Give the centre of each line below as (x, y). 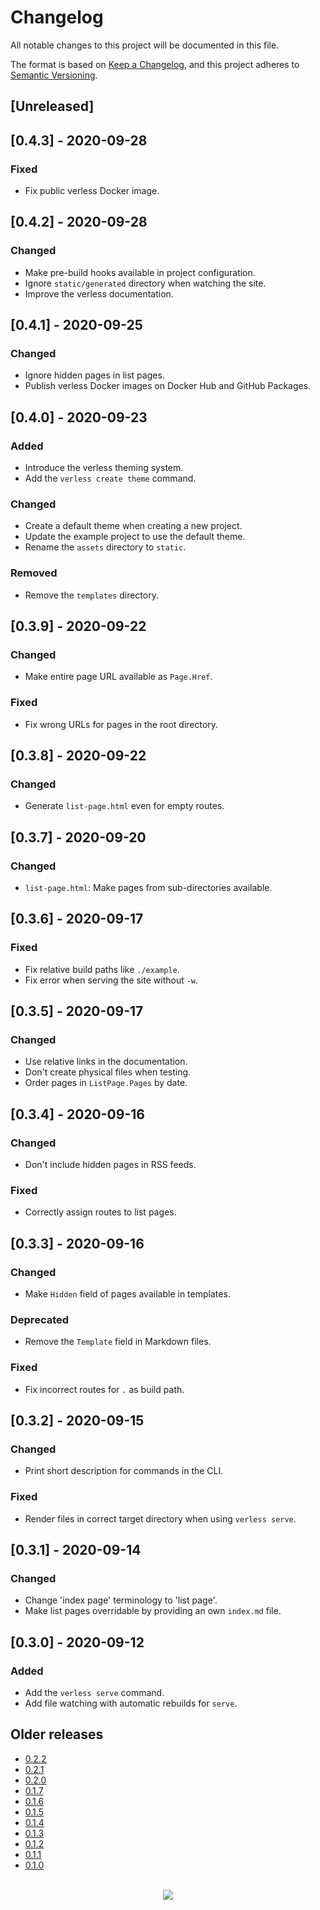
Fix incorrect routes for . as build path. (104, 1389)
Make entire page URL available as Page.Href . (118, 677)
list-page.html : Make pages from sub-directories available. (148, 888)
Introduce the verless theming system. (104, 468)
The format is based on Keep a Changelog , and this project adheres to (155, 64)
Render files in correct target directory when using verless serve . (160, 1518)
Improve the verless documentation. (99, 293)
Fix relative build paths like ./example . (102, 969)
